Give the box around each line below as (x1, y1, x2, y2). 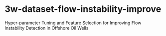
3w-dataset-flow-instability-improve (4, 3, 162, 15)
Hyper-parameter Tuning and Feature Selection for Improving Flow (4, 20, 142, 26)
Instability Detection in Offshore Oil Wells (4, 25, 89, 31)
